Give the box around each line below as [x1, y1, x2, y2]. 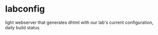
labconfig [5, 3, 45, 15]
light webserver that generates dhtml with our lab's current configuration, [5, 19, 154, 25]
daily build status [5, 24, 40, 30]
